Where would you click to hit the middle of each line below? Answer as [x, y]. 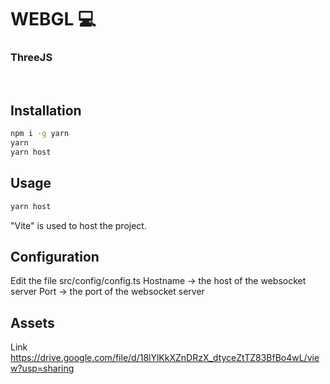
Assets [32, 322]
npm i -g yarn [40, 134]
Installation [46, 110]
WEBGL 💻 [53, 19]
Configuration [55, 257]
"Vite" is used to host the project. [78, 225]
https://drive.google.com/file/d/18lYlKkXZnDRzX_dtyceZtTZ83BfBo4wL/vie [165, 358]
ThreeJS [31, 58]
